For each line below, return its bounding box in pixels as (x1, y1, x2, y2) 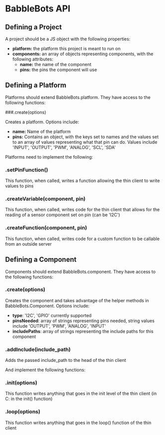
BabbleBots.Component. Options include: (5, 303, 89, 309)
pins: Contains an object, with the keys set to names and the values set (12, 134, 159, 140)
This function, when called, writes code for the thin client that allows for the (5, 207, 160, 213)
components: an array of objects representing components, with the (12, 51, 154, 57)
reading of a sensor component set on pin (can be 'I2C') (5, 212, 120, 218)
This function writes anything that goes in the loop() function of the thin (5, 420, 152, 426)
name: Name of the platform (12, 128, 71, 134)
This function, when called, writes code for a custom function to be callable (5, 236, 160, 242)
